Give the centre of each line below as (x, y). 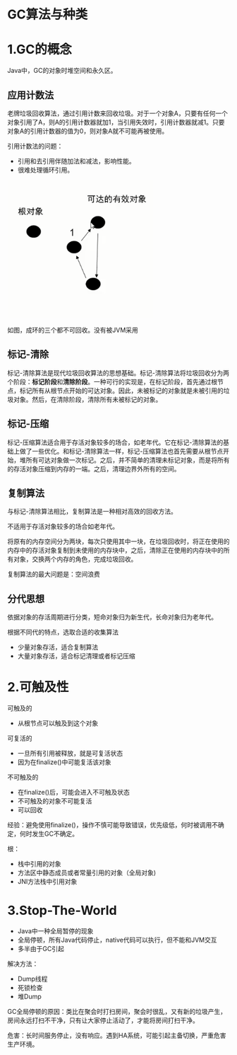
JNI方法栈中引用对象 (47, 882)
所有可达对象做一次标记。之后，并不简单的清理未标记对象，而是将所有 (128, 460)
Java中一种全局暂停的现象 (55, 931)
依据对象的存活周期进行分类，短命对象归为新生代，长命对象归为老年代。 (112, 617)
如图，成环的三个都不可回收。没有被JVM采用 (73, 330)
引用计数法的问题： (35, 146)
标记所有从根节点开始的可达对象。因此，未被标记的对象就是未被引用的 (121, 391)
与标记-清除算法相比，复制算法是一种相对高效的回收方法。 (92, 512)
